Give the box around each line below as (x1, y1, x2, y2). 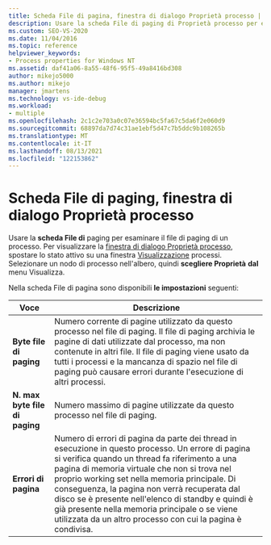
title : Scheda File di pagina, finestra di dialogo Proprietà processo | (8, 11, 262, 20)
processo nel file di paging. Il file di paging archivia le (54, 326, 256, 337)
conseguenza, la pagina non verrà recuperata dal (54, 484, 240, 495)
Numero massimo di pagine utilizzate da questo (54, 400, 235, 411)
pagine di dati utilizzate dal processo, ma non (54, 336, 226, 347)
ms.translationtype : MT (8, 132, 89, 140)
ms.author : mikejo (8, 79, 70, 87)
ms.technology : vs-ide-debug (8, 94, 106, 103)
